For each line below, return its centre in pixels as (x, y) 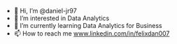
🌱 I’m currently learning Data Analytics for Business (88, 25)
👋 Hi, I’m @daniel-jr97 (45, 11)
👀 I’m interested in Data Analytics (62, 18)
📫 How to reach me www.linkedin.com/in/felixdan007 (92, 34)
